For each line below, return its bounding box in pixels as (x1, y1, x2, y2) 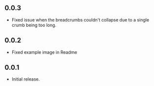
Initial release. (11, 76, 40, 82)
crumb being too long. (11, 22, 57, 28)
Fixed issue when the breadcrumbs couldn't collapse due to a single (11, 17, 150, 22)
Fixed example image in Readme (11, 49, 77, 55)
